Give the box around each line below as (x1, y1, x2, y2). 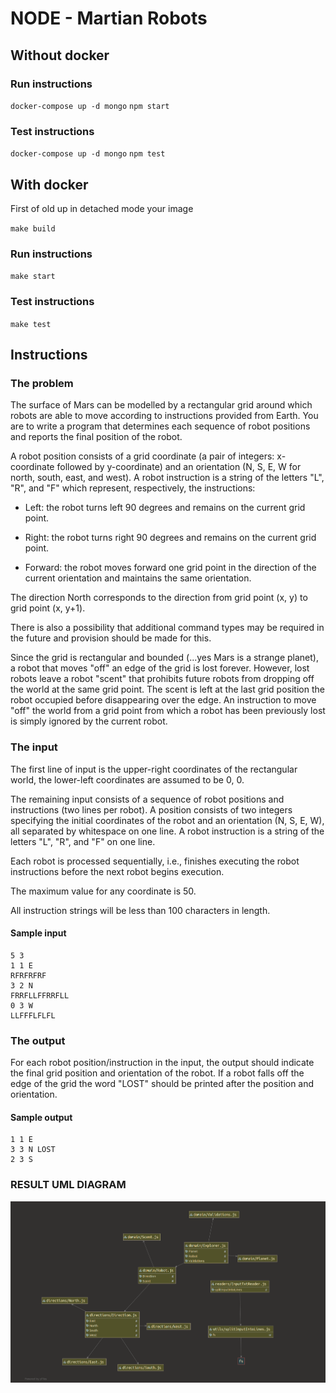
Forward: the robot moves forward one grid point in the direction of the (24, 562, 317, 574)
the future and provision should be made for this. (10, 632, 212, 644)
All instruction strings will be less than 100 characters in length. (10, 904, 271, 916)
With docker (10, 176, 89, 193)
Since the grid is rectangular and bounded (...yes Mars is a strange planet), (10, 652, 319, 664)
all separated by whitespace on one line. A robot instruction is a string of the (10, 825, 325, 837)
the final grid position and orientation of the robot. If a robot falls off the (10, 1067, 305, 1079)
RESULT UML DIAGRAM (10, 1178, 127, 1192)
